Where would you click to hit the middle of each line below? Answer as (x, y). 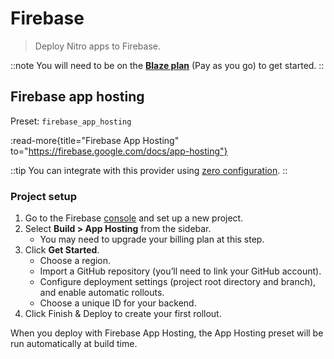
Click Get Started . (62, 250)
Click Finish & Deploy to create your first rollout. (123, 314)
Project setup (43, 196)
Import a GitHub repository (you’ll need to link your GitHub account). (180, 271)
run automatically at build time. (74, 344)
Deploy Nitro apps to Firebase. (97, 46)
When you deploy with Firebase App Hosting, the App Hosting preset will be (167, 333)
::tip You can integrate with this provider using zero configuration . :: (149, 170)
